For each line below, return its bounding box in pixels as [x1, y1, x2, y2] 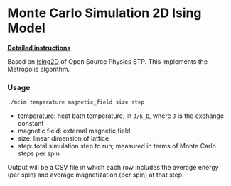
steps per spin [17, 149, 60, 158]
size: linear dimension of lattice [17, 134, 109, 143]
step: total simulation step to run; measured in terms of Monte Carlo [17, 142, 217, 151]
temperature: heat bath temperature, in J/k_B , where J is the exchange [17, 111, 225, 120]
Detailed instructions [7, 43, 71, 52]
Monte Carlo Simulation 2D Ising [7, 5, 202, 21]
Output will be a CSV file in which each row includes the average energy [7, 163, 219, 172]
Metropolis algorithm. [7, 65, 70, 73]
